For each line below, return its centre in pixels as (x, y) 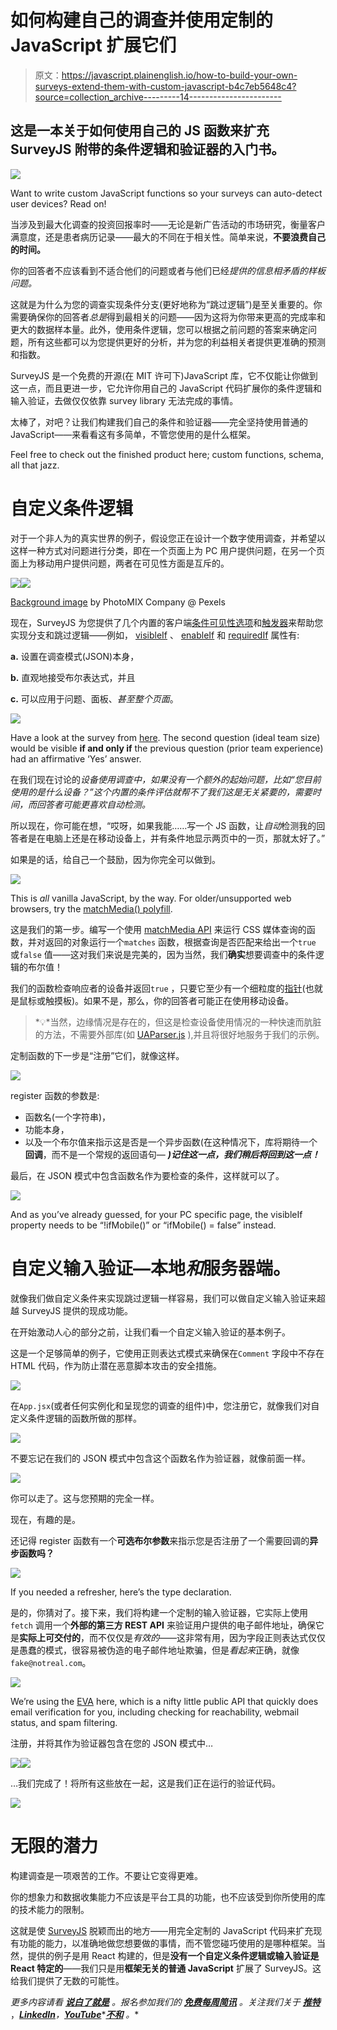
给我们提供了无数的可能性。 (67, 1980)
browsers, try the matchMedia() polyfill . (91, 908)
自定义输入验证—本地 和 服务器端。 (151, 1268)
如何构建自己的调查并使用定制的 (142, 20)
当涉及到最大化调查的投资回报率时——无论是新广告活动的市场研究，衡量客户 (168, 224)
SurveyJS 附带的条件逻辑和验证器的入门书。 (147, 149)
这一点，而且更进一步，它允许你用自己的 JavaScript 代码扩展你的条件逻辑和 (166, 388)
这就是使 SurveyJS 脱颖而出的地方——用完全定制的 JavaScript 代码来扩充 (162, 1930)
